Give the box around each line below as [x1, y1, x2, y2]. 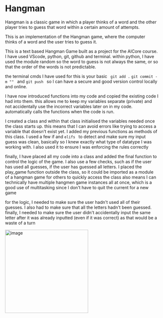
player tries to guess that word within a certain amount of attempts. [5, 24, 140, 30]
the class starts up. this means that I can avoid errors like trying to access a [5, 123, 157, 129]
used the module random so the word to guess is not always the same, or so [5, 59, 158, 64]
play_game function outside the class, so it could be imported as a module [5, 169, 154, 175]
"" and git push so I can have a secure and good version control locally [9, 79, 158, 84]
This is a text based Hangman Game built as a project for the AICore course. [5, 48, 158, 54]
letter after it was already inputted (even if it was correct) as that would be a [5, 215, 157, 220]
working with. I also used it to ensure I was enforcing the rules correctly [5, 144, 149, 150]
